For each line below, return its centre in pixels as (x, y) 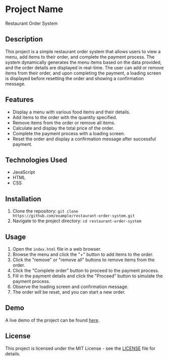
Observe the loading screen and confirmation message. (70, 287)
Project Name (34, 9)
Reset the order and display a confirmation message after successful (84, 139)
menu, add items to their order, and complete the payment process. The (80, 57)
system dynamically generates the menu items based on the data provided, (83, 62)
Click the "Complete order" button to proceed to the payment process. (86, 270)
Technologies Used (36, 160)
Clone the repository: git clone (45, 211)
